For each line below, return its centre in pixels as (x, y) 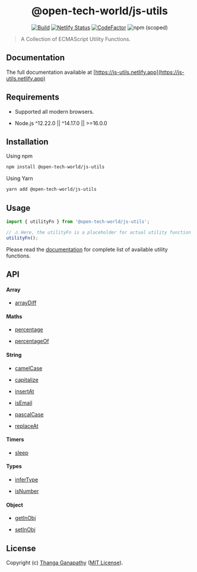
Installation (27, 142)
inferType (26, 479)
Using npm (20, 156)
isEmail (23, 403)
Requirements (33, 97)
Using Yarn (20, 178)
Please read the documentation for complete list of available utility (87, 249)
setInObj (25, 530)
